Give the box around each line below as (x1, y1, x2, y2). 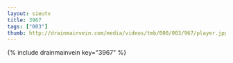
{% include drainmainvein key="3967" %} (7, 48, 127, 57)
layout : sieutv (7, 10, 51, 17)
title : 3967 (7, 17, 42, 24)
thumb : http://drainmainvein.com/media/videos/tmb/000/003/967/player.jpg (7, 29, 228, 37)
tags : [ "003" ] (7, 23, 49, 30)
